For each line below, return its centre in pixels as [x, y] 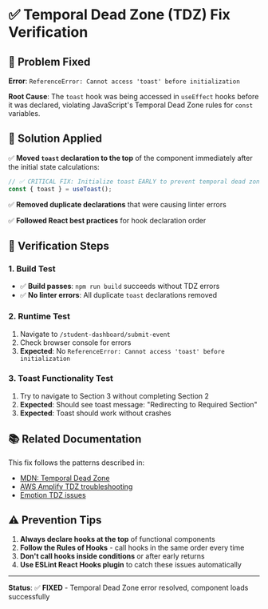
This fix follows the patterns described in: [77, 463]
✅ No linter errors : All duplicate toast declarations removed [118, 295]
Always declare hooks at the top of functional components [117, 539]
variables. [24, 113]
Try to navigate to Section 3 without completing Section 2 [114, 396]
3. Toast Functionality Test [61, 379]
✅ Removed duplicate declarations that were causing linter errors [118, 204]
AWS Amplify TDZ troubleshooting [76, 487]
